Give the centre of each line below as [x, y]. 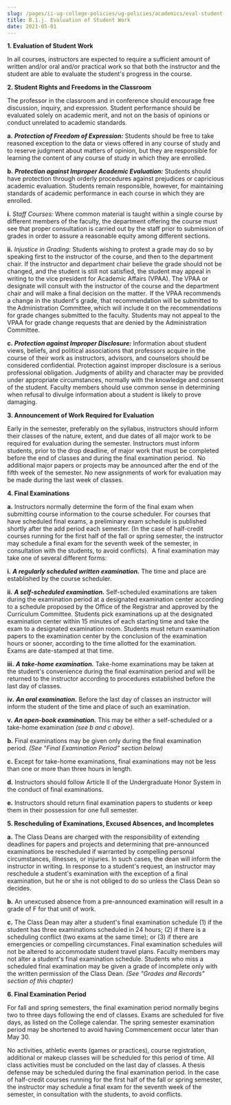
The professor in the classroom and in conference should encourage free [111, 101]
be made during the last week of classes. [65, 480]
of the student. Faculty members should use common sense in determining [113, 388]
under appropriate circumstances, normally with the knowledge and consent [115, 380]
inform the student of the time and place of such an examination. [99, 707]
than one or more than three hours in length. [70, 769]
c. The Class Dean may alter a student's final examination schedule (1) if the [115, 922]
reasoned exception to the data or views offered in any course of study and [114, 143]
